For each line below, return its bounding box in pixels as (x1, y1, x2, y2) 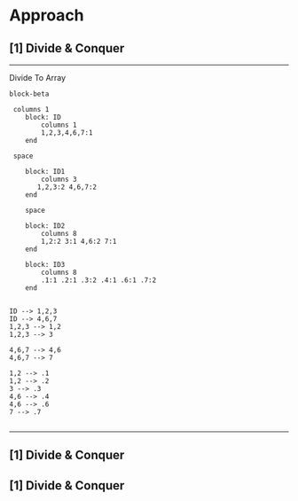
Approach (9, 5, 84, 26)
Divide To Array (9, 73, 67, 82)
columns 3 (41, 175, 77, 184)
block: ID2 (25, 222, 66, 231)
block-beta (9, 90, 50, 98)
